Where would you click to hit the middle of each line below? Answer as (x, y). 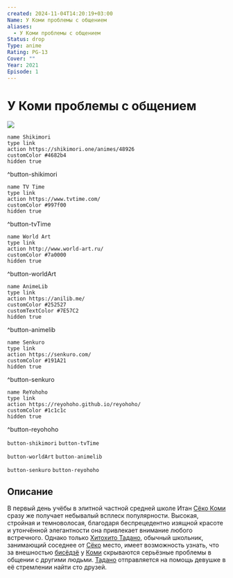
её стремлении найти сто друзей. (57, 567)
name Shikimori (29, 137)
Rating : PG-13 (28, 53)
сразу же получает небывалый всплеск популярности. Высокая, (103, 516)
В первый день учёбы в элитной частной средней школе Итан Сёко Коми (116, 508)
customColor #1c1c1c (37, 411)
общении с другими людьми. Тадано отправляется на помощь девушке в (116, 560)
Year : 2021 (23, 65)
